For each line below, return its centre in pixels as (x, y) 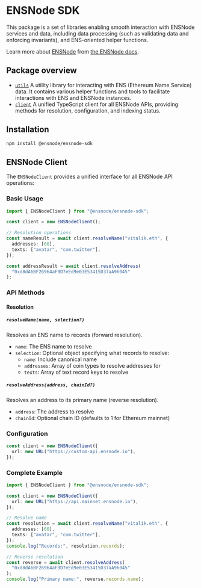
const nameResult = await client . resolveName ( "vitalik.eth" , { (87, 238)
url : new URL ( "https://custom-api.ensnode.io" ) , (74, 451)
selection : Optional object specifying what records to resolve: (92, 353)
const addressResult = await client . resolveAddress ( (74, 266)
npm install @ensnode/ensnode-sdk (50, 143)
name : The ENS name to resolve (53, 346)
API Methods (26, 292)
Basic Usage (25, 199)
